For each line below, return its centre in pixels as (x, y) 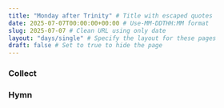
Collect (23, 74)
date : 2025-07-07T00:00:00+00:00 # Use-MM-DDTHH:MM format (109, 23)
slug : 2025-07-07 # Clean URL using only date (87, 30)
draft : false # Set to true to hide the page (85, 46)
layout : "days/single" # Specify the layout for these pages (112, 38)
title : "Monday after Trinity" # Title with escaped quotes (111, 16)
